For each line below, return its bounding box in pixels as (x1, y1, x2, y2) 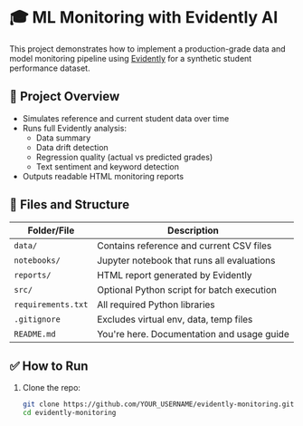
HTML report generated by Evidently (96, 268, 252, 281)
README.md (14, 328, 56, 339)
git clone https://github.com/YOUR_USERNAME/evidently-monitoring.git (22, 400, 295, 409)
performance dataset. (9, 63, 90, 73)
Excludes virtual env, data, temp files (96, 313, 253, 325)
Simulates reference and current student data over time (22, 112, 230, 123)
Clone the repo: (22, 382, 81, 393)
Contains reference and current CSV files (96, 239, 272, 252)
